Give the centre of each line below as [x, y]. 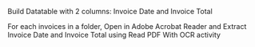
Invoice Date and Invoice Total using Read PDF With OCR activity [114, 35]
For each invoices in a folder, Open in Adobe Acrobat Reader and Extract [127, 26]
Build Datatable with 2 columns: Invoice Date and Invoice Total [110, 11]
